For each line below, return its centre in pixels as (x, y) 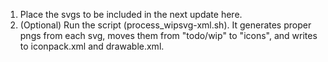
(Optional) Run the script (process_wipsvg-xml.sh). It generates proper (165, 25)
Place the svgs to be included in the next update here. (131, 14)
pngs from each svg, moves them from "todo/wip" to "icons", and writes (168, 35)
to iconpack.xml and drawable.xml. (92, 46)
